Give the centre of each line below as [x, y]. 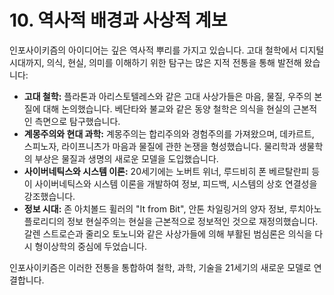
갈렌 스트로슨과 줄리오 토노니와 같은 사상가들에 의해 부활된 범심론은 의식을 [168, 233]
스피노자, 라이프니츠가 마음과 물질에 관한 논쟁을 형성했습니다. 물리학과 [160, 146]
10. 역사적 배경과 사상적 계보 [118, 20]
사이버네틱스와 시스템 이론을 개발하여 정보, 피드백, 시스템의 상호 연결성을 [176, 183]
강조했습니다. [49, 196]
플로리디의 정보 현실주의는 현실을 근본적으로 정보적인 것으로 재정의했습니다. [171, 221]
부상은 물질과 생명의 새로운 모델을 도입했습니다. [126, 158]
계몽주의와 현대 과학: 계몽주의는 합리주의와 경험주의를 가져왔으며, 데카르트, [169, 133]
